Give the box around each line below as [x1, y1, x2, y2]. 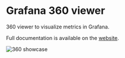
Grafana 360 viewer [6, 4, 106, 17]
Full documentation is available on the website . [6, 34, 119, 41]
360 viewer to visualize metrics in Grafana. [6, 23, 110, 30]
